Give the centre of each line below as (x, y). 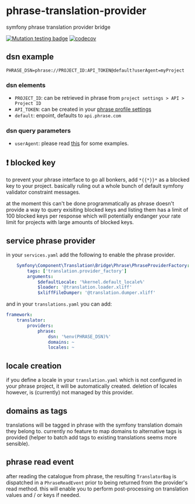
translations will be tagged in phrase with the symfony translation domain (94, 425)
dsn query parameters (39, 130)
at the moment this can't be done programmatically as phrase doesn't (90, 204)
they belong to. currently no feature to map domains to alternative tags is (94, 431)
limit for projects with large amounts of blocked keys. (70, 222)
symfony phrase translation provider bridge (58, 27)
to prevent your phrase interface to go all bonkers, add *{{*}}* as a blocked (98, 180)
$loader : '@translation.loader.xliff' (85, 287)
